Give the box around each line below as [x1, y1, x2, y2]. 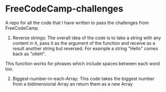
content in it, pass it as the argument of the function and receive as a [12, 40, 155, 46]
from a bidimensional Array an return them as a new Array [12, 81, 133, 87]
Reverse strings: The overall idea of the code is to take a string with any [12, 35, 161, 41]
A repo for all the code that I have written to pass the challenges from [5, 20, 149, 26]
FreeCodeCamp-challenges [5, 3, 123, 15]
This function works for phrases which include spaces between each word [5, 60, 160, 66]
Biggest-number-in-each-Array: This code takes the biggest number [12, 75, 155, 81]
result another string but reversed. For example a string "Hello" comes [12, 45, 158, 51]
